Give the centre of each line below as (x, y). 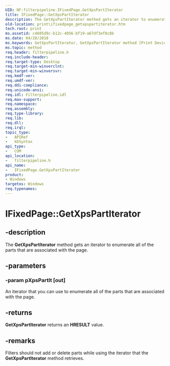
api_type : (16, 147)
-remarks (20, 340)
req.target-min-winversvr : (34, 71)
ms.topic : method (24, 48)
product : (14, 175)
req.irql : (16, 128)
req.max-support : (24, 99)
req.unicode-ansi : (25, 90)
